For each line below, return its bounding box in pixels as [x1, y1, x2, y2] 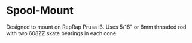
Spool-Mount [6, 4, 74, 17]
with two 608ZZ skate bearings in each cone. [6, 29, 118, 36]
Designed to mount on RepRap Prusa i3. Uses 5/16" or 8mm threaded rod [6, 23, 187, 30]
